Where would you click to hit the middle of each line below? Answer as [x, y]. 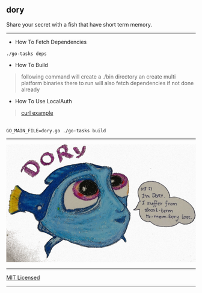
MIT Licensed [23, 277]
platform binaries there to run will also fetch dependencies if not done [107, 83]
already [30, 89]
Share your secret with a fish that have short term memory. [79, 24]
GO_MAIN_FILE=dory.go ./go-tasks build [56, 130]
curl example [37, 113]
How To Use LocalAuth [43, 101]
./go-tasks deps [26, 54]
